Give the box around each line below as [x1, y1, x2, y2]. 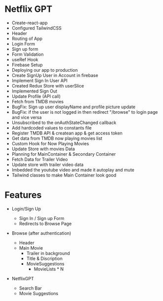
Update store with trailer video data [11, 162, 84, 168]
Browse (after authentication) [11, 230, 71, 236]
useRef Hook [11, 56, 38, 62]
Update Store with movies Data [11, 146, 75, 152]
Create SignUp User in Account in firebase [11, 72, 98, 78]
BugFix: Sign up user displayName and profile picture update [11, 104, 136, 110]
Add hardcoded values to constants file [11, 125, 92, 130]
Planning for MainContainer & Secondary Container [11, 151, 116, 157]
